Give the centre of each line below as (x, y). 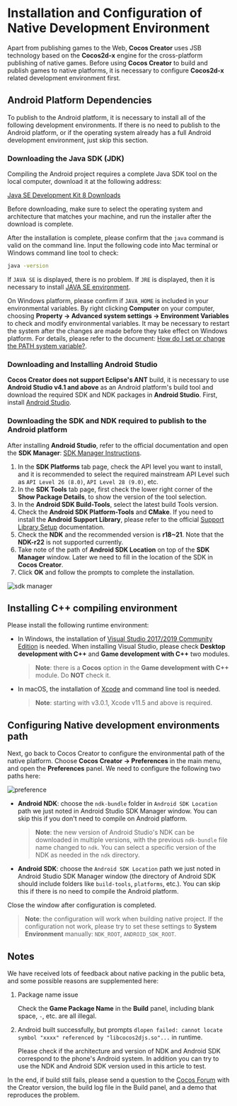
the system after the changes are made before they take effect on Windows (117, 331)
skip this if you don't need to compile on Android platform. (102, 818)
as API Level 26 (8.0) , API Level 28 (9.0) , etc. (88, 481)
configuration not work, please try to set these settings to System (121, 926)
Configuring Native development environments (114, 725)
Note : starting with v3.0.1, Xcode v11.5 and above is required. (124, 703)
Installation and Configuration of (105, 13)
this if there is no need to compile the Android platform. (98, 892)
